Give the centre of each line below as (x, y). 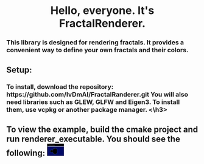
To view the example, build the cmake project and (102, 129)
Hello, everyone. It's (102, 11)
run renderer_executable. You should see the (93, 139)
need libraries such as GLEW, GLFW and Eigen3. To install (93, 102)
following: (26, 153)
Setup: (19, 70)
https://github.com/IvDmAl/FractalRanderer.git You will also (97, 95)
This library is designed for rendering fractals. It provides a (95, 43)
